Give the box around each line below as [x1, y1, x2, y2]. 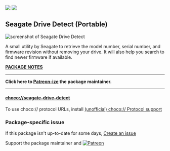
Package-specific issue [5, 119, 65, 126]
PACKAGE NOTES [5, 64, 43, 70]
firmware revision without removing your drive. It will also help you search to [5, 49, 164, 55]
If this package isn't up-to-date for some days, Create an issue [5, 130, 137, 136]
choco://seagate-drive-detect [5, 95, 70, 101]
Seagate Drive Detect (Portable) [5, 20, 108, 29]
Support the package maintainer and [5, 140, 82, 146]
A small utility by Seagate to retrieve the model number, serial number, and [5, 43, 161, 49]
